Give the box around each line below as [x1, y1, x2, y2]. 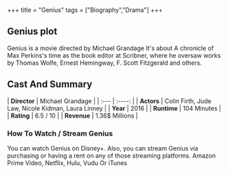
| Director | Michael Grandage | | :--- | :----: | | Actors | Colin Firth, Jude [7, 96, 212, 105]
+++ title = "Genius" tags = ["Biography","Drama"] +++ [7, 6, 163, 14]
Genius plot [7, 25, 58, 37]
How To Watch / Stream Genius [7, 129, 113, 138]
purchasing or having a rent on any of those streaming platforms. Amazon [7, 151, 216, 160]
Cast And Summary [7, 78, 93, 90]
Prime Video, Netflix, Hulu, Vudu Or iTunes [7, 158, 128, 167]
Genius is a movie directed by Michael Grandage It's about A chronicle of [7, 44, 214, 52]
